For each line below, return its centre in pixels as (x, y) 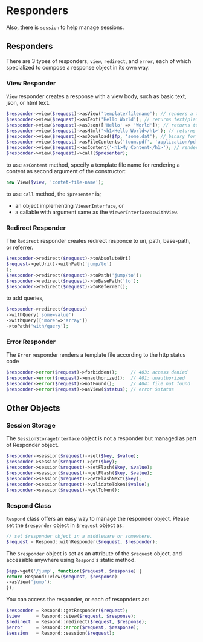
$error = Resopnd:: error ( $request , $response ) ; (72, 627)
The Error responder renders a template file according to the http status (96, 355)
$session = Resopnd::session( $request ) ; (60, 633)
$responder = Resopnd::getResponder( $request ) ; (67, 611)
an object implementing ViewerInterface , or (69, 205)
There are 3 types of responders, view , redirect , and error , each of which (99, 61)
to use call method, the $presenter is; (54, 194)
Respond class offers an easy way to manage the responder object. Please (98, 518)
